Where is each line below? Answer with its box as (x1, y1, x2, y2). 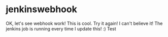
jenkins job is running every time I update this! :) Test (6, 25, 116, 31)
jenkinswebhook (6, 4, 78, 15)
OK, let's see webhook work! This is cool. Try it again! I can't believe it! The (6, 20, 163, 26)
